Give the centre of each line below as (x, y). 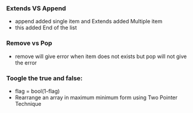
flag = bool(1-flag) (37, 91)
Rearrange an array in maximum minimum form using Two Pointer (96, 97)
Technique (28, 103)
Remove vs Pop (29, 43)
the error (26, 62)
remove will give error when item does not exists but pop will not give (101, 56)
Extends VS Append (36, 8)
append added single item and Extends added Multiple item (88, 22)
